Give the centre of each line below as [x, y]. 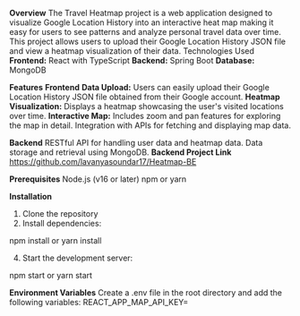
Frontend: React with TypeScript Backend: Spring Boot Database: [132, 60]
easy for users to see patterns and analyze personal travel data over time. [146, 32]
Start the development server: [77, 258]
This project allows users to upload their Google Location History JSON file [148, 41]
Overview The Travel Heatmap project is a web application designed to [141, 13]
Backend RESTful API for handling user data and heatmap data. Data [136, 143]
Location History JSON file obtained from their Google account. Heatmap [145, 97]
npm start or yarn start [51, 275]
